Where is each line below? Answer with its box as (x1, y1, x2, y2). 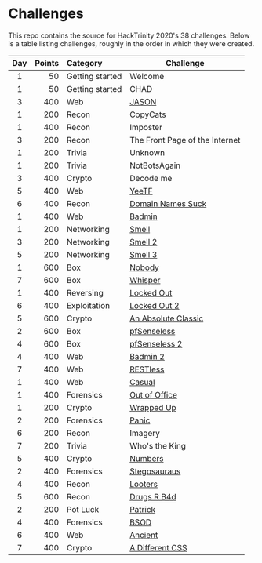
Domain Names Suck (129, 198, 207, 209)
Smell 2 (129, 236, 158, 247)
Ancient (129, 529, 158, 540)
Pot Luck (66, 503, 100, 514)
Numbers (129, 452, 164, 463)
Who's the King (129, 440, 187, 451)
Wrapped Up (129, 401, 176, 412)
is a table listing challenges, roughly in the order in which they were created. (8, 38, 255, 48)
